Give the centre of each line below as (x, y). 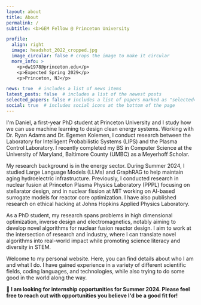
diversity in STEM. (29, 247)
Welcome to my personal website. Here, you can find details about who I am (100, 258)
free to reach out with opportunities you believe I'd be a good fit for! (92, 295)
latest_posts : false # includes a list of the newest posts (84, 94)
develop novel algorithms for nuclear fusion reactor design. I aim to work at (99, 228)
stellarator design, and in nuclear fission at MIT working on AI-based (91, 191)
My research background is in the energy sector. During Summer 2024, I (95, 165)
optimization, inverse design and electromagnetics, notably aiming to (91, 221)
